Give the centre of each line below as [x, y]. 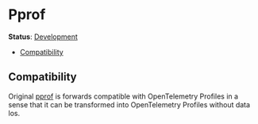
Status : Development [43, 37]
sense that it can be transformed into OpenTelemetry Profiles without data [129, 104]
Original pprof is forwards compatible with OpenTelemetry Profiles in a [123, 96]
